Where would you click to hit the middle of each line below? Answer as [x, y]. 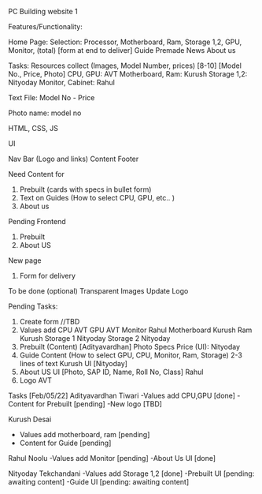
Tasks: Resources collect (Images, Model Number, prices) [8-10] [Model [125, 65]
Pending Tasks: [33, 306]
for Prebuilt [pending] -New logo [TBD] [99, 404]
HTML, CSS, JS [33, 128]
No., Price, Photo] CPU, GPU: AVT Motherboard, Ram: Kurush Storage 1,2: [128, 74]
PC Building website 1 [43, 11]
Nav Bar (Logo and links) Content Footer [74, 159]
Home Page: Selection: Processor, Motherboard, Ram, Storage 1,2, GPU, [125, 42]
